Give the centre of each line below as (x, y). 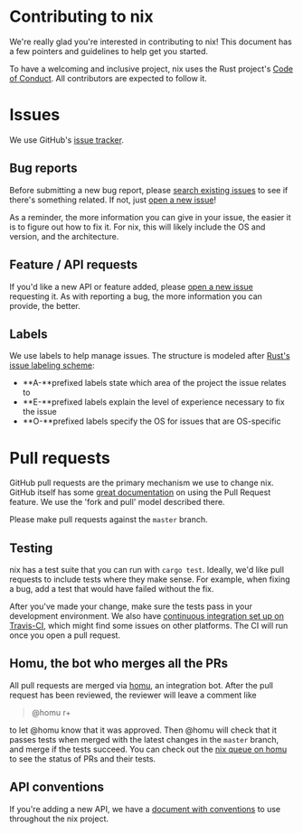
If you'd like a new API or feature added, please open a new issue (131, 286)
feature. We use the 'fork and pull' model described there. (117, 502)
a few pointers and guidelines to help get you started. (109, 51)
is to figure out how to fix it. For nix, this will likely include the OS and (137, 227)
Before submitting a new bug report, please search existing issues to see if (149, 190)
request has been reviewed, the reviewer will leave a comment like (133, 695)
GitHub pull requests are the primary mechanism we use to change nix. (142, 483)
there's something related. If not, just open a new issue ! (113, 200)
